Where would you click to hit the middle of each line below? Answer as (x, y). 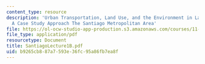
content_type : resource (37, 12)
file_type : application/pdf (42, 35)
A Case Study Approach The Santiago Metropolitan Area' (84, 23)
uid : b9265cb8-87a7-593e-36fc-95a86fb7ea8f (63, 52)
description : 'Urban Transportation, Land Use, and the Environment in (99, 18)
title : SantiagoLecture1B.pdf (45, 46)
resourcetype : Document (37, 40)
